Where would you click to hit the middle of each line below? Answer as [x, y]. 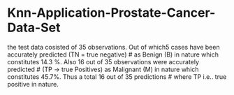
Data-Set [34, 28]
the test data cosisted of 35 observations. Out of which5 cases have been [114, 47]
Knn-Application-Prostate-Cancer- [111, 13]
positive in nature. [33, 84]
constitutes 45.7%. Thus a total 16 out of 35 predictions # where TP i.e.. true [117, 76]
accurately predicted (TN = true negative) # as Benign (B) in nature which [113, 54]
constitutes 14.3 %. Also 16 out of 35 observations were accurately [103, 61]
